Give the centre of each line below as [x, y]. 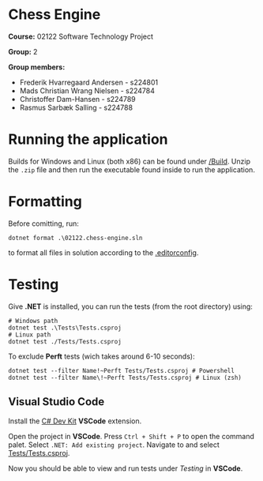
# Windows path [33, 321]
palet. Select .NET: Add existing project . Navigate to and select [114, 445]
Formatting [45, 202]
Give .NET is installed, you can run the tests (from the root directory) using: [130, 306]
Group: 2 [23, 51]
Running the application [88, 139]
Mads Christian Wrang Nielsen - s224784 [87, 90]
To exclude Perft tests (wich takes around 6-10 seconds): [101, 356]
